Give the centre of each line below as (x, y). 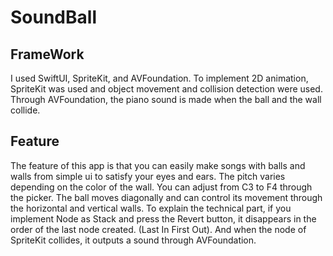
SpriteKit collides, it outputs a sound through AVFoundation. (133, 240)
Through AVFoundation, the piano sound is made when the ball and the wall (166, 99)
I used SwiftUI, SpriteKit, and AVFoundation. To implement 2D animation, (159, 78)
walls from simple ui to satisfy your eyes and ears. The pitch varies (148, 176)
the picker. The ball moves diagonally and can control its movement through (166, 197)
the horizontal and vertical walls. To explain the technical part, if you (151, 208)
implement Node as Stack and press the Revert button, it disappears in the (163, 218)
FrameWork (47, 54)
